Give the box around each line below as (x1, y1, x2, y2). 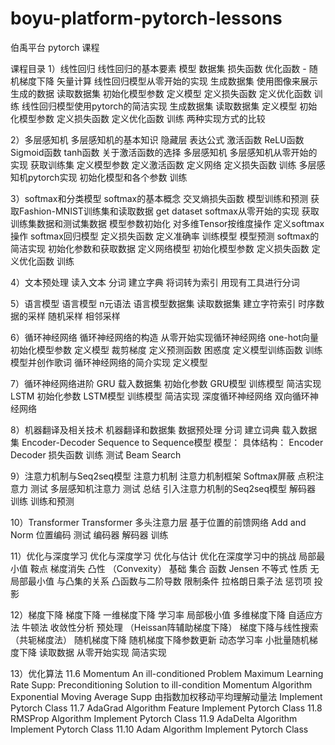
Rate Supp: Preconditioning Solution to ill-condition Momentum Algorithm (10, 678, 313, 691)
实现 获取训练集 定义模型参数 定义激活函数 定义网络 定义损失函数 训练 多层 (10, 158, 317, 171)
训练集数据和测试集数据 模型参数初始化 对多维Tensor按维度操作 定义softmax (10, 217, 325, 229)
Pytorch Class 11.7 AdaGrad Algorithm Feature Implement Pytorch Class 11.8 (10, 702, 323, 714)
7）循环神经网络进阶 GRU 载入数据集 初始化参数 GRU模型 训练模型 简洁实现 (10, 377, 322, 389)
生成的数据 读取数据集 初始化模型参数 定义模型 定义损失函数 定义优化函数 (10, 87, 312, 99)
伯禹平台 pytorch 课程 (10, 41, 100, 53)
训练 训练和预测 (10, 495, 75, 507)
